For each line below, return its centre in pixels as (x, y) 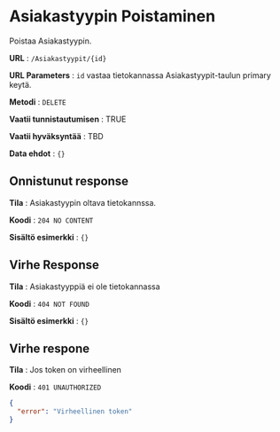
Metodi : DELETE (38, 102)
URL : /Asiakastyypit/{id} (58, 58)
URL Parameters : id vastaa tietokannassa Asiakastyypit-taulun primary (140, 75)
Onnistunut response (69, 181)
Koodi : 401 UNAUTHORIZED (55, 387)
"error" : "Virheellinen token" (75, 412)
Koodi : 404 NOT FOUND (50, 303)
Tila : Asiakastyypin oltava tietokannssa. (83, 202)
